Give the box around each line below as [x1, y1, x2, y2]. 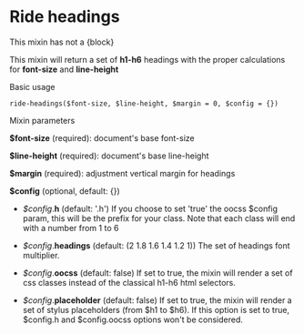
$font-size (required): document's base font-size [9, 132, 195, 143]
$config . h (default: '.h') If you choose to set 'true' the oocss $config [22, 203, 279, 214]
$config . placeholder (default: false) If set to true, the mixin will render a [22, 294, 293, 306]
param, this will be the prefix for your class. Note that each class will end [22, 212, 296, 224]
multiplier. [22, 249, 60, 260]
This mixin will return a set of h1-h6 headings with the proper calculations [9, 54, 286, 65]
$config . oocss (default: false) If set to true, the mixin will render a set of [22, 267, 293, 278]
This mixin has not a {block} [9, 36, 115, 47]
